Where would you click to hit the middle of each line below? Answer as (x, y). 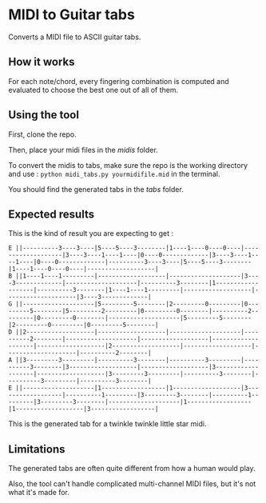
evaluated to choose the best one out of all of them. (93, 90)
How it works (42, 62)
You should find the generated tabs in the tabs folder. (96, 189)
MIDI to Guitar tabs (72, 15)
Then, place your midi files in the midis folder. (83, 150)
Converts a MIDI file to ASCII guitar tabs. (75, 37)
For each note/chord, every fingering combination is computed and (119, 81)
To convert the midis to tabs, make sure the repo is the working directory (128, 165)
